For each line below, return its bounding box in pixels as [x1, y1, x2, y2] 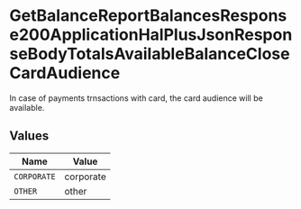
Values [9, 128, 50, 144]
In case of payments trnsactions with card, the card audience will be [9, 92, 263, 104]
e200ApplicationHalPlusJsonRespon [9, 24, 293, 45]
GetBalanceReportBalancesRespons [9, 5, 287, 26]
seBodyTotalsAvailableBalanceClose [9, 44, 290, 64]
